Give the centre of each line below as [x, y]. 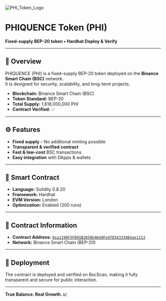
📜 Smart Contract [32, 177]
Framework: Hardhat [34, 195]
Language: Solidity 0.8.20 [39, 189]
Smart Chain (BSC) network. [34, 79]
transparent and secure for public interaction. [51, 280]
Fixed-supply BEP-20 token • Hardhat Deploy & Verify [61, 41]
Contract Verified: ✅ [34, 109]
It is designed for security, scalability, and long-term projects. [68, 84]
